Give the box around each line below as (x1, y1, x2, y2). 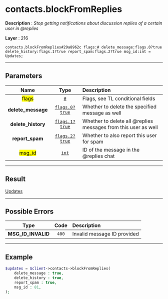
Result (5, 175, 26, 183)
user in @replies (5, 25, 38, 31)
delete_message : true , (14, 271, 64, 276)
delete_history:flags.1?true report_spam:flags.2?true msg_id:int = (5, 49, 151, 54)
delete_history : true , (14, 275, 64, 280)
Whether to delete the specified (82, 103, 156, 110)
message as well (82, 109, 121, 116)
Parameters (5, 71, 42, 80)
